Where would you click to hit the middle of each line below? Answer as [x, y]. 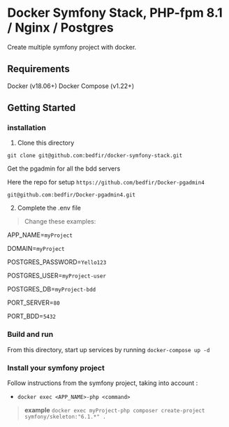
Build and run [30, 335]
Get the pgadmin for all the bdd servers [64, 168]
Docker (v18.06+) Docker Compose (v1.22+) [71, 86]
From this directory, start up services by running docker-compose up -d [109, 349]
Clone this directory [46, 143]
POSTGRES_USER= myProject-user [57, 276]
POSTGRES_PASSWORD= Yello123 [57, 262]
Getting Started [42, 108]
